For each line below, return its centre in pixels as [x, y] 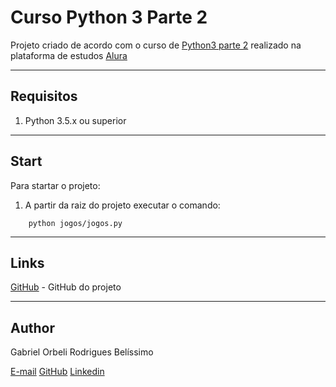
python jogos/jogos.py [75, 223]
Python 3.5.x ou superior [75, 120]
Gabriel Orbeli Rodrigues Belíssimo [82, 352]
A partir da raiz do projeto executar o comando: [122, 205]
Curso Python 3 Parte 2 [109, 17]
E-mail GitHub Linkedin [57, 372]
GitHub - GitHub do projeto [66, 287]
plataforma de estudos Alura [69, 55]
